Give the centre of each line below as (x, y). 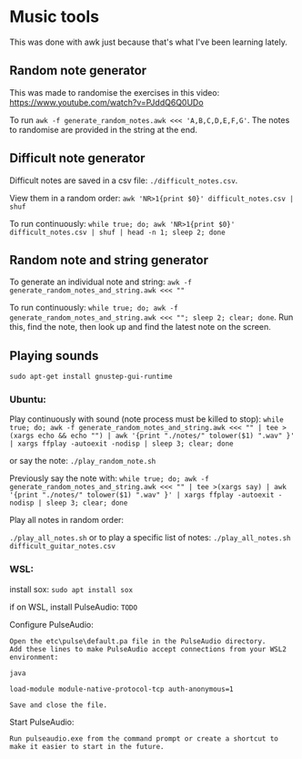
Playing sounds (54, 356)
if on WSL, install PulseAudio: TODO (74, 607)
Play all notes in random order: (67, 520)
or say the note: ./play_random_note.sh (83, 461)
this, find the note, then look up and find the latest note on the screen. (140, 327)
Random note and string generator (109, 260)
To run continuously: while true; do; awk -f (94, 308)
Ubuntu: (28, 400)
